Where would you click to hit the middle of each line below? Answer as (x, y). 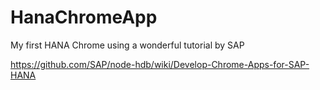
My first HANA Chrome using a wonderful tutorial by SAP (127, 45)
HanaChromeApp (84, 17)
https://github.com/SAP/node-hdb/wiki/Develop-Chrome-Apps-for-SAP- (160, 64)
